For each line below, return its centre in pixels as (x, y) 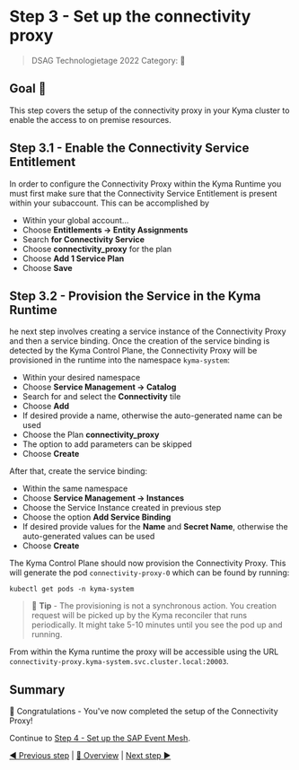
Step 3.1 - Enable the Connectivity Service (129, 149)
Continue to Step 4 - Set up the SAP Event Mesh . (100, 739)
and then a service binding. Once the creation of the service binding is (140, 341)
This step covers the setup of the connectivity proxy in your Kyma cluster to (149, 110)
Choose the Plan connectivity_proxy (91, 435)
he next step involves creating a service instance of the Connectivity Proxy (148, 332)
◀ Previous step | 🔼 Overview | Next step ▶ (90, 756)
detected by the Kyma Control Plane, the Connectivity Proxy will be (133, 351)
